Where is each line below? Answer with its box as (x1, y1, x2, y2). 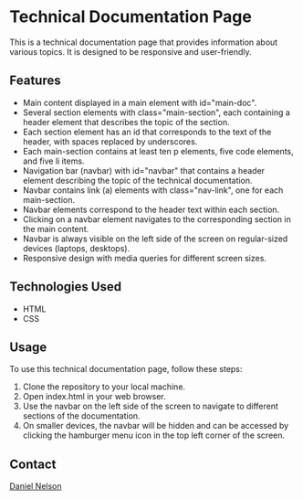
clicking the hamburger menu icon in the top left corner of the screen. (22, 430, 286, 441)
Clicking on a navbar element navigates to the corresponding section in (22, 213, 292, 225)
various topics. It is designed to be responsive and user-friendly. (9, 46, 252, 57)
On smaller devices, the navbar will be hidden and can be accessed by (22, 420, 289, 431)
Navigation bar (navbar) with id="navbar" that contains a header (22, 165, 266, 176)
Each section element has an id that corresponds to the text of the (22, 126, 272, 137)
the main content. (22, 223, 89, 234)
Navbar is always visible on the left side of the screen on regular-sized (22, 233, 288, 244)
